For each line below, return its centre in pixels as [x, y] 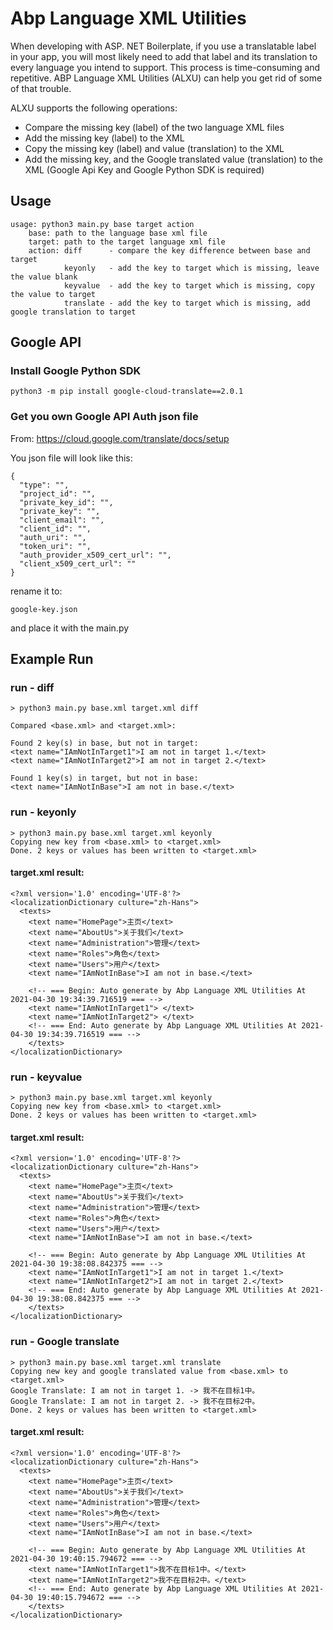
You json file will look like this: [71, 458]
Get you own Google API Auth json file [104, 417]
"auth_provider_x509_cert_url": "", [95, 555]
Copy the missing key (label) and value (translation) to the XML [154, 148]
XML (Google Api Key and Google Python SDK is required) [144, 169]
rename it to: [36, 591]
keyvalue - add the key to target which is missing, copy [189, 285]
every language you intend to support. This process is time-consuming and [165, 67]
